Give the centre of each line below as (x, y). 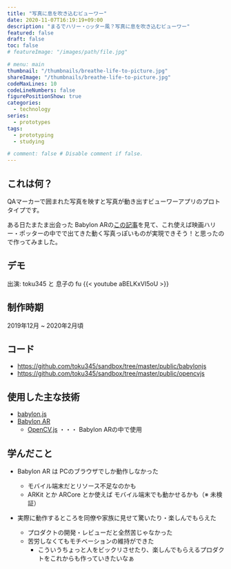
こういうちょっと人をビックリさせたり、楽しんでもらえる (119, 550)
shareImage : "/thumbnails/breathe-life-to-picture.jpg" (89, 77)
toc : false (23, 46)
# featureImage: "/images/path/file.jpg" (68, 52)
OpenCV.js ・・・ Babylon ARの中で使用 (85, 430)
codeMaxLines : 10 (32, 83)
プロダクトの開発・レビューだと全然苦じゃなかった (100, 532)
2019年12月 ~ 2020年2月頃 (46, 326)
